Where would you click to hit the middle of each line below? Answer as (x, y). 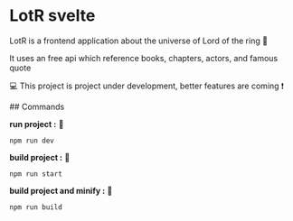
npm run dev (32, 141)
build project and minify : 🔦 (61, 190)
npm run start (36, 174)
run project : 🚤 (37, 124)
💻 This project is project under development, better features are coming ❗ (147, 86)
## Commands (37, 106)
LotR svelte (52, 16)
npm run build (36, 207)
